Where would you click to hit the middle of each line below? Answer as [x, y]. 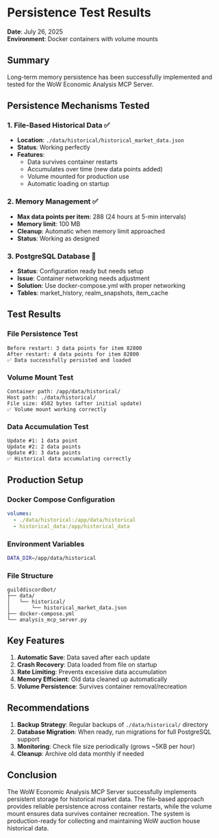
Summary [28, 61]
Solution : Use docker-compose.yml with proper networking [101, 286]
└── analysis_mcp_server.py [47, 620]
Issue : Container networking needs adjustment [83, 278]
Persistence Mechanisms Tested [78, 106]
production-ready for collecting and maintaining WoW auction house [104, 821]
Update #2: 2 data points [44, 447]
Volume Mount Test [40, 377]
